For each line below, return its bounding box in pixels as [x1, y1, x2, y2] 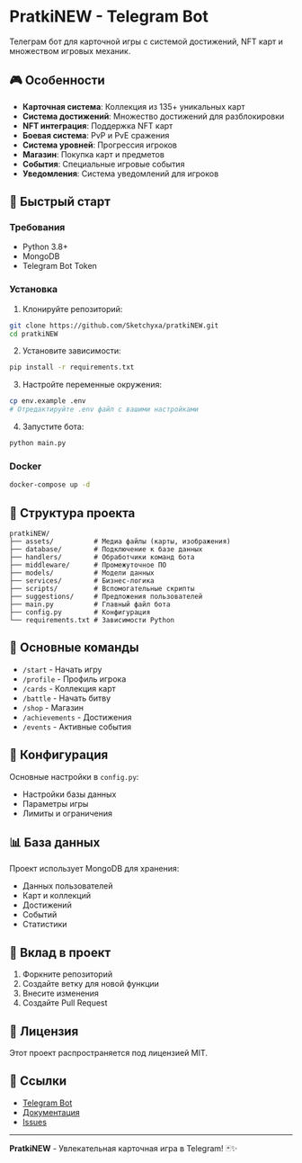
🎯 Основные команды [9, 640, 139, 656]
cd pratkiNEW [9, 329, 58, 338]
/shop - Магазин [22, 702, 84, 712]
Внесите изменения [22, 988, 99, 999]
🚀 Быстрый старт [9, 194, 111, 210]
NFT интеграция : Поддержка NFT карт [22, 120, 173, 131]
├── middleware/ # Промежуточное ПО [9, 560, 167, 569]
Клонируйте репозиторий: [22, 303, 123, 314]
